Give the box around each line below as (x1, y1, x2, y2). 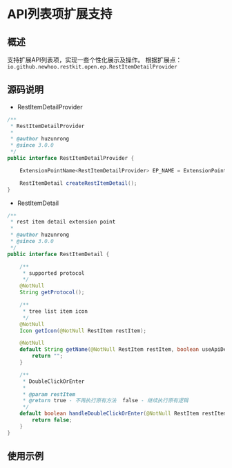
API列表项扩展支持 (7, 6, 113, 22)
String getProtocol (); (19, 289, 85, 296)
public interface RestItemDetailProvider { (7, 155, 135, 162)
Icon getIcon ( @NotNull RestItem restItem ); (19, 327, 147, 334)
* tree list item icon (22, 307, 88, 315)
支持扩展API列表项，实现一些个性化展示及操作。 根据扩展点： (7, 56, 182, 64)
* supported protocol (22, 269, 85, 277)
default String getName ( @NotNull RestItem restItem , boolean (19, 346, 199, 353)
